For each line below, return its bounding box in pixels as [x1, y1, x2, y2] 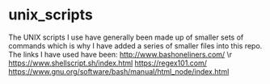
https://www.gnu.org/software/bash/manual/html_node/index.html [8, 66, 230, 76]
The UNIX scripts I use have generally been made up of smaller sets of [8, 32, 244, 42]
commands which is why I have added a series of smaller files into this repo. [8, 40, 263, 50]
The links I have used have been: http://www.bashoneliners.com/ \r [8, 49, 233, 59]
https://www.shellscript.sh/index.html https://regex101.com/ [8, 58, 208, 68]
